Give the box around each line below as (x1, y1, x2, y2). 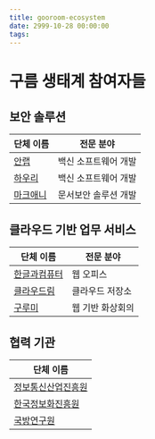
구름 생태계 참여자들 (9, 71, 147, 91)
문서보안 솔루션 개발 (57, 189, 137, 201)
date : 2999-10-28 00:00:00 (9, 21, 110, 30)
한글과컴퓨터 (13, 268, 64, 281)
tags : (9, 30, 29, 38)
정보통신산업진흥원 (13, 381, 88, 393)
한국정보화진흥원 (13, 398, 80, 409)
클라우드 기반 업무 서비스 (9, 222, 136, 237)
